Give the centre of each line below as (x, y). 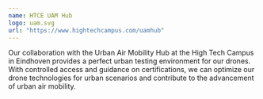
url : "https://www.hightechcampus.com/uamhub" (86, 30)
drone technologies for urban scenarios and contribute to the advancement (131, 78)
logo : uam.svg (32, 23)
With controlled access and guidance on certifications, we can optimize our (131, 70)
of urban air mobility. (42, 86)
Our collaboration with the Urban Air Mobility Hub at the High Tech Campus (131, 53)
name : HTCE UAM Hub (40, 15)
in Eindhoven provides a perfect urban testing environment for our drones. (130, 61)
